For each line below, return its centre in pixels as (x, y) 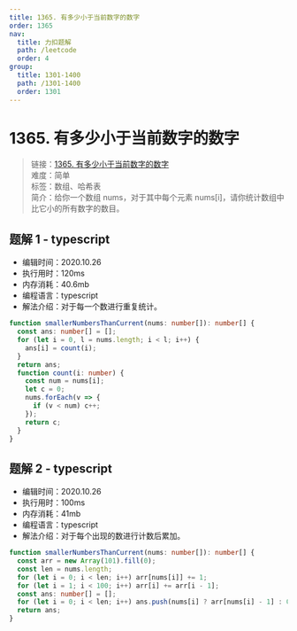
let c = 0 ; (45, 390)
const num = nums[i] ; (65, 381)
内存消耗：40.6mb (56, 284)
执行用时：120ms (53, 273)
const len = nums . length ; (65, 569)
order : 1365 (31, 26)
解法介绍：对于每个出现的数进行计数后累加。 (103, 536)
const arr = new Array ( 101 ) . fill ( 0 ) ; (87, 561)
